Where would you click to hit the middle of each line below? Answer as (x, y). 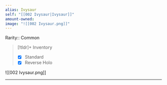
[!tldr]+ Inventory (35, 47)
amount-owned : (20, 19)
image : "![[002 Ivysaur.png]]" (38, 24)
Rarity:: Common (22, 38)
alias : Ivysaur (21, 10)
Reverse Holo (39, 63)
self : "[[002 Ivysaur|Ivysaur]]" (40, 14)
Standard (34, 57)
